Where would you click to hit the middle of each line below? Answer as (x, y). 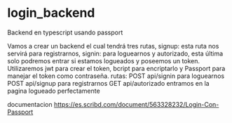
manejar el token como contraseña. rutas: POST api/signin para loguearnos (116, 76)
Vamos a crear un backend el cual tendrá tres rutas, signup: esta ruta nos (113, 46)
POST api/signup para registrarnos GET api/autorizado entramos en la (108, 83)
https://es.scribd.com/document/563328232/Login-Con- (136, 104)
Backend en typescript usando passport (65, 32)
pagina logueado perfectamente (54, 91)
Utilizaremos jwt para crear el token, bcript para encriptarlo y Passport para (116, 68)
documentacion (30, 104)
